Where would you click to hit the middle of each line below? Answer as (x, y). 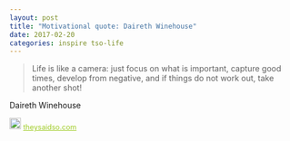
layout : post (34, 18)
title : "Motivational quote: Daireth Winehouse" (103, 26)
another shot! (57, 88)
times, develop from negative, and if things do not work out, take (153, 79)
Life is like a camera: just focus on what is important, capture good (156, 69)
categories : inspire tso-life (67, 43)
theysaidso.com (50, 127)
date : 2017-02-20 (42, 34)
